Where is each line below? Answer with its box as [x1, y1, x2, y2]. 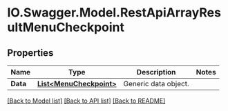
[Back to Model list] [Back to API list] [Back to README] [7, 97, 166, 105]
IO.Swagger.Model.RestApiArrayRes [7, 5, 221, 21]
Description [136, 68, 176, 77]
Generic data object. [123, 79, 190, 88]
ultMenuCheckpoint [7, 19, 125, 35]
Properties [7, 47, 54, 59]
